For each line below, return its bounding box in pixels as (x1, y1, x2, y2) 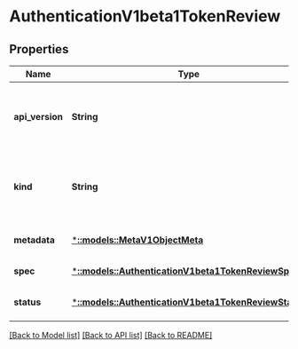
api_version (13, 111, 64, 123)
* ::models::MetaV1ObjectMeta (71, 234, 204, 246)
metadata (13, 234, 55, 246)
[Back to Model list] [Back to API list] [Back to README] (9, 330, 213, 340)
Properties (9, 42, 69, 57)
